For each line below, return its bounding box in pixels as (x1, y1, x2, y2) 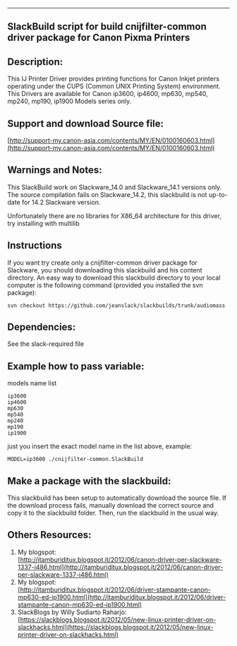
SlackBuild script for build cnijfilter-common (7, 20, 207, 32)
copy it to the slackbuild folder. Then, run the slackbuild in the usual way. (7, 509, 219, 518)
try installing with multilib (7, 219, 80, 227)
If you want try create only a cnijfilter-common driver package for (7, 258, 197, 267)
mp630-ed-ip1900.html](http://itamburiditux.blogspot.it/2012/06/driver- (17, 592, 226, 601)
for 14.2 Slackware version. (21, 198, 101, 206)
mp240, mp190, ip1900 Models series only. (7, 97, 132, 106)
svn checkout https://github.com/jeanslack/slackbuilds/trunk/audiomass (7, 301, 226, 309)
